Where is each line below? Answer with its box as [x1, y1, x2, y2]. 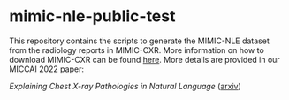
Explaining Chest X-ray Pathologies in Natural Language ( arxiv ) [9, 81, 241, 91]
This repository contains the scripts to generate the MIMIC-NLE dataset [9, 35, 270, 46]
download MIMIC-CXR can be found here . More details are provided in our [9, 54, 280, 65]
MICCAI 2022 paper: [9, 64, 84, 74]
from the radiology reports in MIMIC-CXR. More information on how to [9, 44, 265, 55]
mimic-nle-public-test [9, 6, 176, 27]
